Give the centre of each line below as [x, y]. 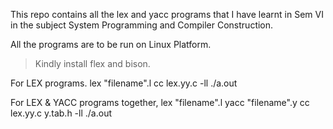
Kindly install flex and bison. [92, 63]
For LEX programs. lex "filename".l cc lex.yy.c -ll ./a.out [124, 83]
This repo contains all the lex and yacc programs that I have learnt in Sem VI [167, 14]
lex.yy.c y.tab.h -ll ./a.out [61, 113]
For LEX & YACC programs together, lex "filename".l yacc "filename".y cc [160, 102]
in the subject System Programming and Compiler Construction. [142, 25]
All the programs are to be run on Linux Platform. [111, 44]
